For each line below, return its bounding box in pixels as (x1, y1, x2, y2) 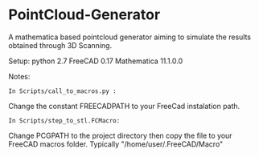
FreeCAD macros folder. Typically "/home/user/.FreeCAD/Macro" (8, 139, 224, 149)
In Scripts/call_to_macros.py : (8, 87, 117, 95)
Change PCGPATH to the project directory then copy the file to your (8, 131, 232, 140)
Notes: (8, 71, 31, 81)
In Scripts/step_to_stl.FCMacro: (8, 116, 121, 125)
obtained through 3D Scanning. (8, 40, 113, 50)
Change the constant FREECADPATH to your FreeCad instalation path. (8, 101, 240, 111)
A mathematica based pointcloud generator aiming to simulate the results (8, 32, 252, 42)
